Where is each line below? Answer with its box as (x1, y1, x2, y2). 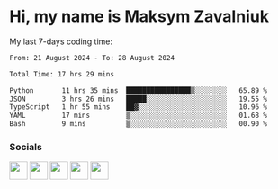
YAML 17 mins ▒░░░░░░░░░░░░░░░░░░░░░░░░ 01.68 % (9, 111, 268, 121)
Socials (9, 140, 42, 153)
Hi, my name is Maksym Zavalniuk (9, 6, 270, 27)
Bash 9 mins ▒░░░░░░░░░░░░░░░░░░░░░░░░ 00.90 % (9, 120, 268, 129)
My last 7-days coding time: (9, 36, 113, 47)
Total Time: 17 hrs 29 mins (9, 69, 115, 78)
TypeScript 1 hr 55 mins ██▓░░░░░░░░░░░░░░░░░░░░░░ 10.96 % (9, 103, 268, 112)
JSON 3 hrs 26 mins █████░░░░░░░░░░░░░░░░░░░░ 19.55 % (9, 94, 268, 103)
